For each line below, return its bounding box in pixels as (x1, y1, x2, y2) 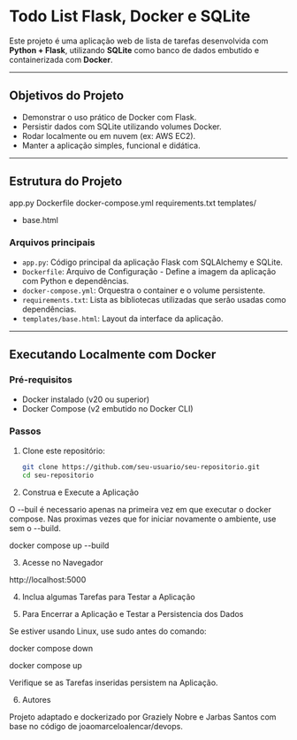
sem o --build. (9, 522, 62, 533)
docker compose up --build (9, 540, 110, 551)
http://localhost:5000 (9, 574, 87, 585)
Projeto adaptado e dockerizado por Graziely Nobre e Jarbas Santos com (9, 711, 277, 722)
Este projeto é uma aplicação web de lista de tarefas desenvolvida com (9, 35, 269, 46)
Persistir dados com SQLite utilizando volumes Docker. (21, 121, 222, 132)
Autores (21, 694, 51, 705)
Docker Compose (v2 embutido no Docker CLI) (21, 403, 194, 413)
